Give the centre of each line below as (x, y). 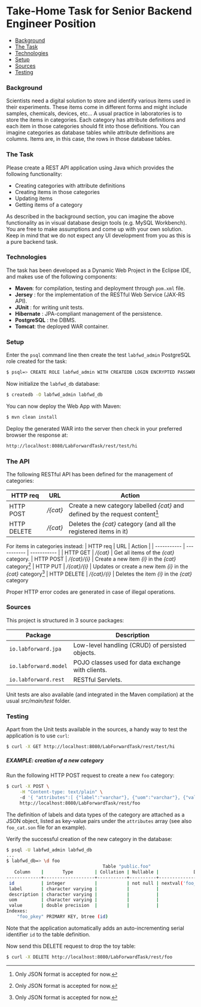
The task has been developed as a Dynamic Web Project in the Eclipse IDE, (99, 270)
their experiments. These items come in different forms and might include (97, 107)
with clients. (90, 670)
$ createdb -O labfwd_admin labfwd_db (54, 395)
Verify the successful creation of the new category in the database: (89, 839)
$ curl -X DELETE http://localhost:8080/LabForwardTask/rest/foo (89, 957)
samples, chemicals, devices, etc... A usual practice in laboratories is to (94, 114)
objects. (85, 652)
